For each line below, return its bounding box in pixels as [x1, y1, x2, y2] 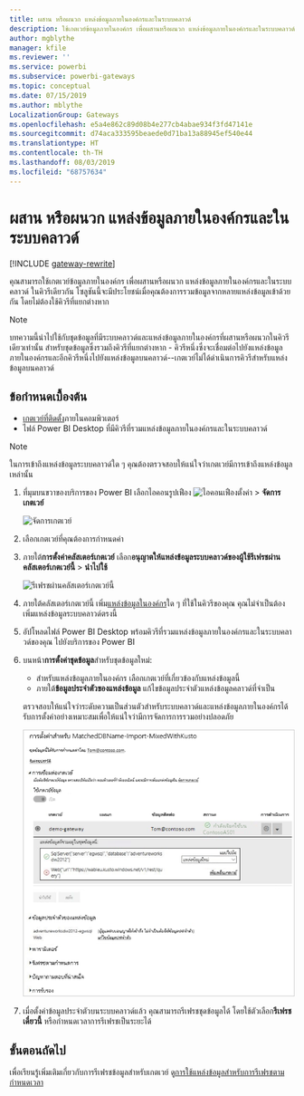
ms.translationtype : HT [9, 139, 100, 149]
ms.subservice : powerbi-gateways [9, 72, 136, 82]
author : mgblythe [9, 34, 75, 43]
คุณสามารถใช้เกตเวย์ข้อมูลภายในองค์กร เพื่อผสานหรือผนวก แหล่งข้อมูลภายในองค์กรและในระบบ [9, 275, 292, 286]
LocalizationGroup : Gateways [9, 110, 119, 120]
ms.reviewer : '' [9, 53, 71, 62]
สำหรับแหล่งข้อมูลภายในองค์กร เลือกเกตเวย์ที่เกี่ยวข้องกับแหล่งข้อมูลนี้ [35, 673, 241, 684]
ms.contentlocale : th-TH [9, 149, 103, 158]
